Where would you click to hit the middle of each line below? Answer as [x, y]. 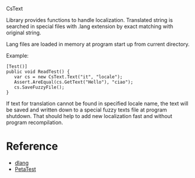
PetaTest [25, 169]
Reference [32, 146]
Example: [17, 55]
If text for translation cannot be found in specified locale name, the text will [97, 104]
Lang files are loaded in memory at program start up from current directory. [98, 44]
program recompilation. [35, 122]
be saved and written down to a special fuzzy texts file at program [87, 110]
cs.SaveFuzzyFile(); [39, 87]
